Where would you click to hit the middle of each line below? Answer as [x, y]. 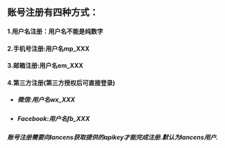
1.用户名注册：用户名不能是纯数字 [55, 31]
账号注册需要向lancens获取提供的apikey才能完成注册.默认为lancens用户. [113, 138]
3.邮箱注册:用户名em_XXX [45, 66]
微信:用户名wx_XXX [46, 100]
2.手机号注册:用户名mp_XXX [49, 48]
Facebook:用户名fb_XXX [53, 118]
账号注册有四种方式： [53, 12]
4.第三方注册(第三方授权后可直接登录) [61, 82]
